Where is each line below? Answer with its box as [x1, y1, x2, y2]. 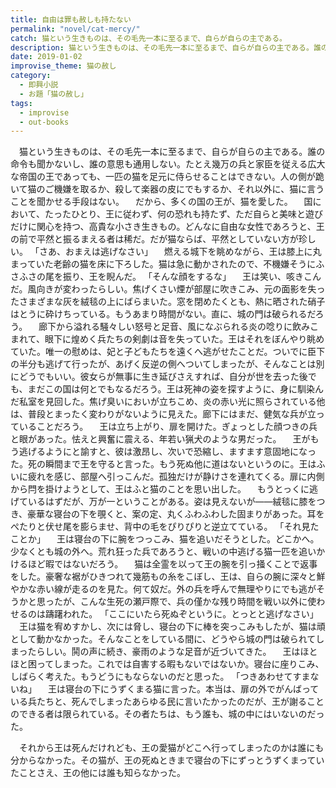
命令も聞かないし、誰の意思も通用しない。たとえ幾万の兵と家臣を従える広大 [10, 158, 326, 170]
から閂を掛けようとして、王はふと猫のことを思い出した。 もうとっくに [10, 483, 310, 495]
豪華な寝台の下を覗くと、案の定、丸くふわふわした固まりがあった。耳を [27, 508, 325, 520]
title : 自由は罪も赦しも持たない [10, 14, 132, 25]
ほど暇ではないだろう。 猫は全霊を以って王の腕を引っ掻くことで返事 [27, 558, 318, 570]
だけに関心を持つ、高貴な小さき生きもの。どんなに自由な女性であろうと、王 [10, 221, 325, 233]
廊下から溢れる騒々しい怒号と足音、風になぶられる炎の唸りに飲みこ [38, 321, 320, 333]
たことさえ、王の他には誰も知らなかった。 [10, 767, 186, 779]
